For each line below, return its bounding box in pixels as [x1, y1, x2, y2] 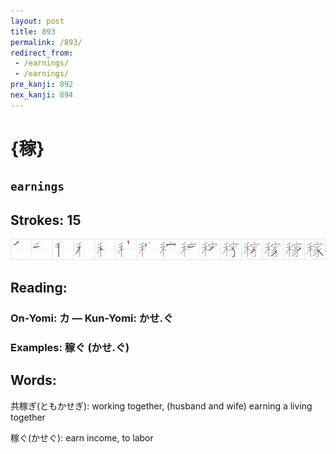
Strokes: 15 [10, 211, 82, 229]
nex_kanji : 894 [10, 90, 74, 100]
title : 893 [10, 26, 56, 37]
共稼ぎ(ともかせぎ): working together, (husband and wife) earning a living [10, 400, 313, 412]
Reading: [10, 280, 68, 297]
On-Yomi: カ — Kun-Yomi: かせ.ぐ [10, 311, 174, 325]
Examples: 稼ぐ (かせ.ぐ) [10, 340, 130, 354]
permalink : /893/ [10, 37, 83, 47]
